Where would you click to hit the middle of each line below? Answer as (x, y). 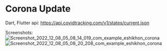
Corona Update (38, 9)
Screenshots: (19, 32)
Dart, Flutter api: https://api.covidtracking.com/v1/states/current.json (77, 23)
